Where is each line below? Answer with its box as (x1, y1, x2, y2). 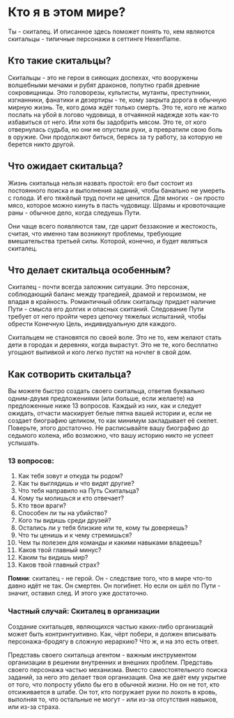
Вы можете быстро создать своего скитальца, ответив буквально (8, 387, 205, 395)
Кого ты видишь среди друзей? (17, 517, 112, 525)
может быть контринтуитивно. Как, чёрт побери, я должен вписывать (8, 629, 217, 638)
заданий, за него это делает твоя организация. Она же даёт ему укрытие (8, 673, 227, 681)
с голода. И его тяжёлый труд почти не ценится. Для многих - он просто (8, 193, 225, 202)
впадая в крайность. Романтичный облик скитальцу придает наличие (8, 298, 217, 306)
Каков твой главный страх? (17, 560, 100, 569)
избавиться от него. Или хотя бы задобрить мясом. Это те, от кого (8, 118, 207, 126)
